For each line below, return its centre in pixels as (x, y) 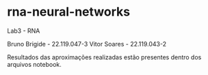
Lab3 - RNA (24, 31)
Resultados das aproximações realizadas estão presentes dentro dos (104, 57)
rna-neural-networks (69, 12)
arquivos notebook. (34, 64)
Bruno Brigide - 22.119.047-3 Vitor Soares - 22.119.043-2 (87, 44)
